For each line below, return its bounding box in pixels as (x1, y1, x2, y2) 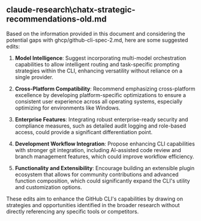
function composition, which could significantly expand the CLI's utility (14, 177, 190, 184)
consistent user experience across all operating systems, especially (14, 98, 183, 105)
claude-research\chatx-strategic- (6, 5, 136, 15)
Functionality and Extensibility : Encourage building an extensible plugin (14, 164, 195, 171)
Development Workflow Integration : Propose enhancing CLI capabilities (14, 140, 195, 147)
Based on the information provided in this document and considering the (6, 30, 185, 37)
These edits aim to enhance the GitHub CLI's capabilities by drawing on (6, 195, 183, 202)
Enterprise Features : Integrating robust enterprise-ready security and (14, 116, 188, 123)
